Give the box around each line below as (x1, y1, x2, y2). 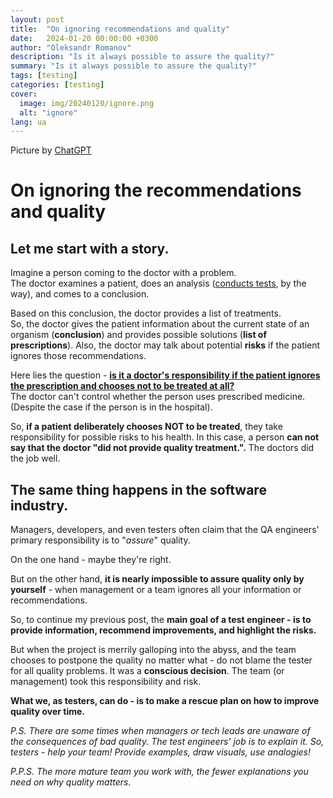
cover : (10, 89, 38, 99)
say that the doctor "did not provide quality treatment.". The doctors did (10, 442, 315, 454)
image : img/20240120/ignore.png (19, 98, 155, 108)
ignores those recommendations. (10, 350, 147, 362)
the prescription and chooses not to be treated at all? (10, 380, 235, 392)
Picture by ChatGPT (10, 144, 92, 156)
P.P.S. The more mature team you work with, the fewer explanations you (10, 766, 309, 778)
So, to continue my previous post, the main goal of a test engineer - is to (10, 614, 312, 626)
